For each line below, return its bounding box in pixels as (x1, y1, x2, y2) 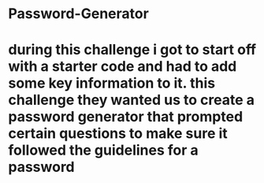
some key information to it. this (8, 74, 215, 92)
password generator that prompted (8, 108, 244, 126)
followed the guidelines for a (8, 141, 199, 159)
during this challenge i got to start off (8, 41, 257, 59)
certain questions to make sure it (8, 125, 229, 143)
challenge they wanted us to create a (8, 91, 255, 109)
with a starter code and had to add (8, 58, 237, 76)
